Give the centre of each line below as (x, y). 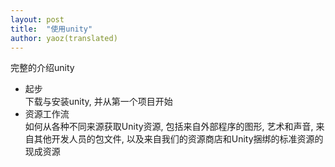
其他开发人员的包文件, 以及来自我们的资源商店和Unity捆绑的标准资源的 (178, 139)
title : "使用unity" (51, 29)
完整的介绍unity (42, 68)
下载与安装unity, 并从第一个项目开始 (98, 102)
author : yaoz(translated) (64, 38)
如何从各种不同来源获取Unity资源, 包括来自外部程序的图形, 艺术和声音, (169, 127)
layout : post (37, 19)
